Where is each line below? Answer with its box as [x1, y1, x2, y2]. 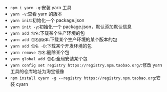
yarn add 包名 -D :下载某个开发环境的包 [10, 43, 92, 49]
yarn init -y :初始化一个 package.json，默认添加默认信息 [10, 24, 132, 30]
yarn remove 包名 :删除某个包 [10, 49, 70, 55]
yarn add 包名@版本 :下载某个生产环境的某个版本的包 [10, 36, 117, 42]
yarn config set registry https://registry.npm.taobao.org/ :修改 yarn [10, 62, 162, 68]
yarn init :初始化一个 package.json [10, 17, 85, 23]
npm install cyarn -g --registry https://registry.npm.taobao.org [10, 76, 155, 81]
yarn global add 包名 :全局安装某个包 [10, 56, 88, 61]
